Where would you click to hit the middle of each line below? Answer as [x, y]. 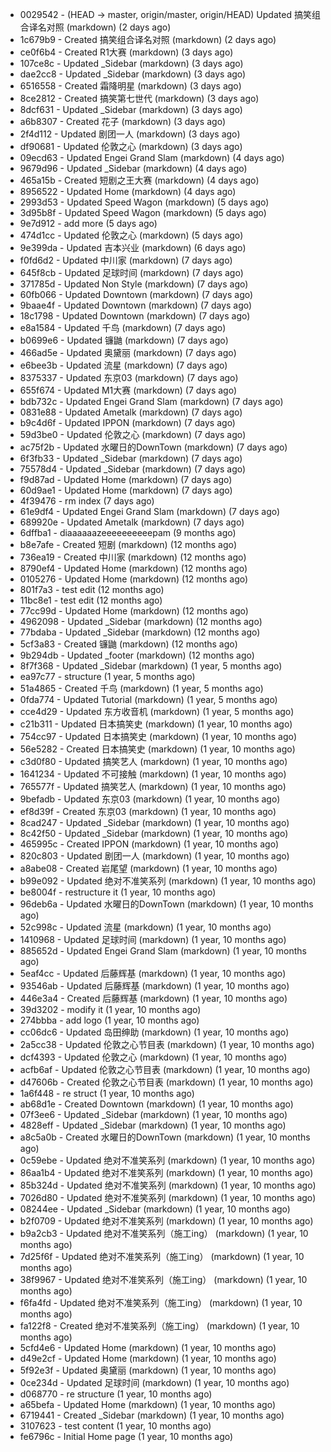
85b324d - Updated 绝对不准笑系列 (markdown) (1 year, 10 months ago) [168, 1185]
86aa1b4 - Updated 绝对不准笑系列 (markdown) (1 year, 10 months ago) [166, 1172]
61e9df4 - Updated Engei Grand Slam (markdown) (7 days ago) [150, 511]
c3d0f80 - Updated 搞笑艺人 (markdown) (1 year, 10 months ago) [153, 761]
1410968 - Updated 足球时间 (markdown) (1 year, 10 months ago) [153, 939]
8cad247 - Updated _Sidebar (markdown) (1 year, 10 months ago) [154, 822]
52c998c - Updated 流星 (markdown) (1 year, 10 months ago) [145, 927]
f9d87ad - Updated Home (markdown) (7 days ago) [126, 479]
